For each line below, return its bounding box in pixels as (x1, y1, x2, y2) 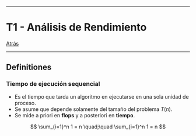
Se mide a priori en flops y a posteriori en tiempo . (14, 111, 135, 118)
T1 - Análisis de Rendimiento (6, 21, 147, 34)
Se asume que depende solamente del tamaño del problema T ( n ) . (14, 106, 173, 113)
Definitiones (6, 62, 52, 72)
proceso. (14, 99, 36, 106)
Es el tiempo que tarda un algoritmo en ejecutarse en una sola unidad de (14, 93, 189, 100)
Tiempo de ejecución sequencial (6, 80, 100, 88)
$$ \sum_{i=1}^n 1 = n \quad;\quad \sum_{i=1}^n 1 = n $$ (30, 123, 166, 130)
